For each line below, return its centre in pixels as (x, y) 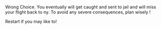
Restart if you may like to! (31, 22)
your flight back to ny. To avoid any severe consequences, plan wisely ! (78, 12)
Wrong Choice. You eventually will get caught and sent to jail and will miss (81, 7)
